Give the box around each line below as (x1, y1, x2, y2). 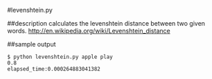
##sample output (7, 40, 56, 48)
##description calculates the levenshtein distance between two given (7, 19, 206, 27)
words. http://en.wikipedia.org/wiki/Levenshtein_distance (7, 27, 171, 35)
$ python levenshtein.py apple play (7, 53, 113, 60)
